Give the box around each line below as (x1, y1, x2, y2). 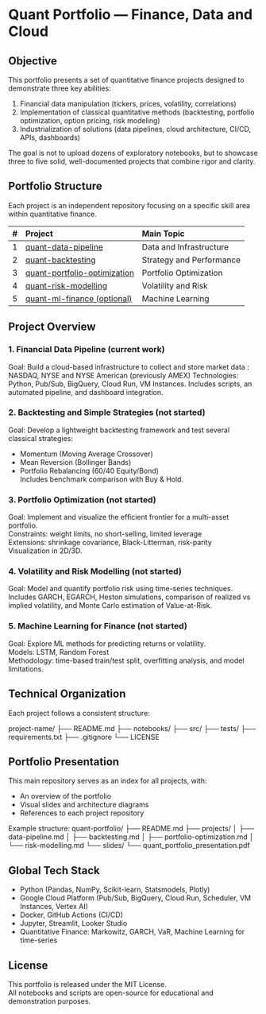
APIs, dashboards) (19, 133, 81, 142)
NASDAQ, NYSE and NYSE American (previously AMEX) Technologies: (8, 370, 239, 380)
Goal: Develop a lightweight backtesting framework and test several (8, 425, 230, 435)
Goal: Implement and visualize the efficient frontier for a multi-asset (8, 513, 229, 522)
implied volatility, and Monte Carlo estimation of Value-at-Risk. (8, 601, 213, 610)
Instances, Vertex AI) (19, 902, 89, 911)
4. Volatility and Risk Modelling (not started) (8, 566, 183, 577)
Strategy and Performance (141, 254, 241, 265)
